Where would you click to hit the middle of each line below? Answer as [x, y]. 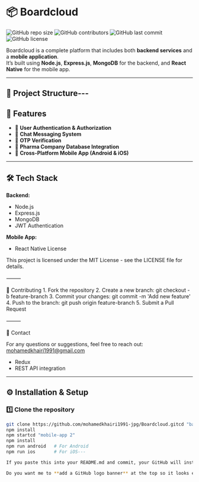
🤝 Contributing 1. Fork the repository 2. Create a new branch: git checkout [96, 290]
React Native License [41, 248]
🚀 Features [26, 114]
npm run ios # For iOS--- [46, 452]
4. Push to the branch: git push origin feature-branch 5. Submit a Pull [90, 302]
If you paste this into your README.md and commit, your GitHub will [94, 462]
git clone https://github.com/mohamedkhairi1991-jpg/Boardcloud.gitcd [95, 424]
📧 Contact [18, 333]
